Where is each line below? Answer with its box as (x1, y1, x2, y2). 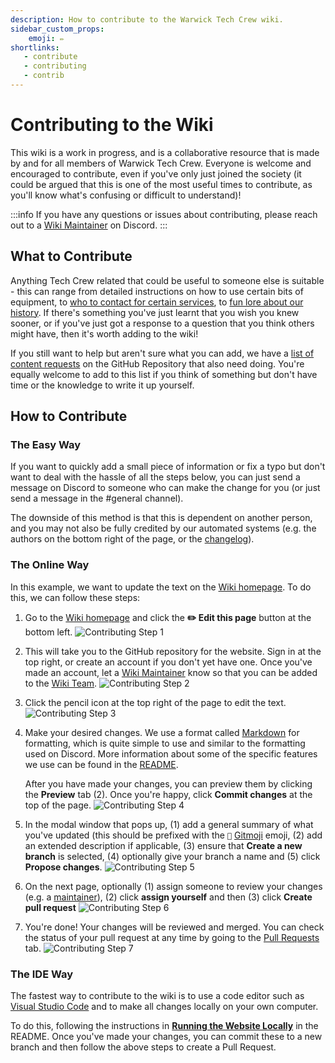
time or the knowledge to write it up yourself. (10, 379, 195, 391)
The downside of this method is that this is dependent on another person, (10, 512, 313, 524)
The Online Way (10, 558, 90, 572)
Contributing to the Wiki (10, 114, 214, 136)
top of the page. (24, 799, 92, 811)
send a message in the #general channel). (10, 492, 184, 505)
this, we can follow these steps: (10, 591, 141, 603)
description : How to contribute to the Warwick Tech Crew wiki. (10, 14, 284, 25)
